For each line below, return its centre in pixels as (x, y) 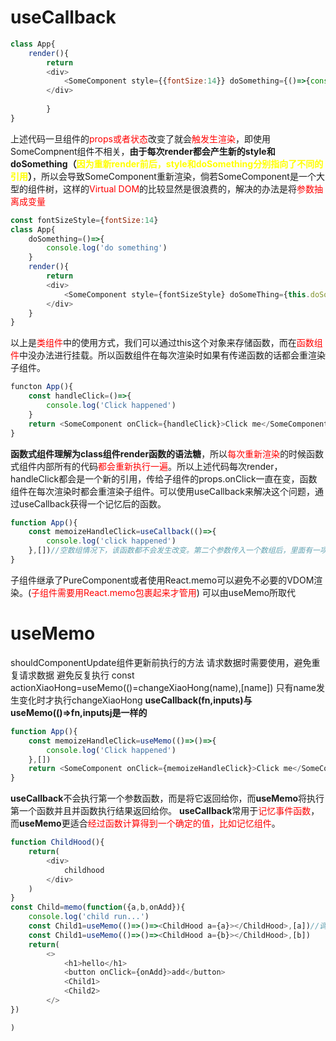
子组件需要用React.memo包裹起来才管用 (114, 592)
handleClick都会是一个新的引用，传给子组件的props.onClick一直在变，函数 (164, 478)
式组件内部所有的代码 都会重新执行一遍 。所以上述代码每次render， (146, 466)
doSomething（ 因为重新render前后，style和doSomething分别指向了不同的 (167, 163)
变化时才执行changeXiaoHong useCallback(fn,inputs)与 (135, 700)
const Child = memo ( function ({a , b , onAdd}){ (98, 907)
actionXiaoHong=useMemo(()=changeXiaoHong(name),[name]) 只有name (163, 687)
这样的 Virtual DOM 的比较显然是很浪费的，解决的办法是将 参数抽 (193, 188)
